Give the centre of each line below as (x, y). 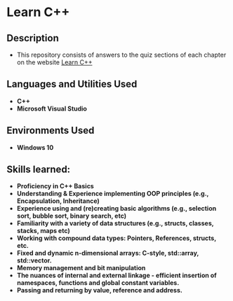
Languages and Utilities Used (72, 84)
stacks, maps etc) (44, 231)
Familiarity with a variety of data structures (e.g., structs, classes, (115, 223)
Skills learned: (39, 170)
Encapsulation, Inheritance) (58, 201)
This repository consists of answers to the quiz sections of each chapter (121, 55)
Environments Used (51, 131)
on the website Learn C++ (54, 62)
